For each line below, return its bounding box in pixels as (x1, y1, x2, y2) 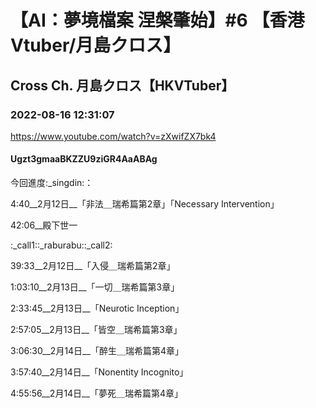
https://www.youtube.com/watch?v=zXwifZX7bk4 (10, 130, 217, 142)
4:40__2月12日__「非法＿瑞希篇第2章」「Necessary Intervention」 (10, 198, 280, 210)
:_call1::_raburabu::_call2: (10, 239, 113, 251)
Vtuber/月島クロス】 (10, 34, 182, 57)
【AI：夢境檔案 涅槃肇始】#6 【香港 (10, 9, 305, 32)
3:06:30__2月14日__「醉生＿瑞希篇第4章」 (10, 345, 184, 357)
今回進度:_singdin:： (10, 177, 94, 189)
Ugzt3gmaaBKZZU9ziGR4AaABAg (10, 153, 158, 165)
